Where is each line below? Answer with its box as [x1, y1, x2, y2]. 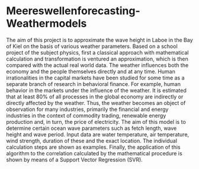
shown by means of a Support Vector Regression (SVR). [6, 156, 143, 163]
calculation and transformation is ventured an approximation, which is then [6, 55, 188, 62]
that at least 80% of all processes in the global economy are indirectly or [6, 93, 184, 100]
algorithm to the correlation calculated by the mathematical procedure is [6, 149, 182, 157]
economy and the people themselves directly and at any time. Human [6, 68, 176, 75]
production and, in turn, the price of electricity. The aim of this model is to [6, 118, 187, 125]
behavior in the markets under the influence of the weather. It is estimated [6, 87, 187, 94]
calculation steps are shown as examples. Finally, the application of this [6, 144, 181, 151]
